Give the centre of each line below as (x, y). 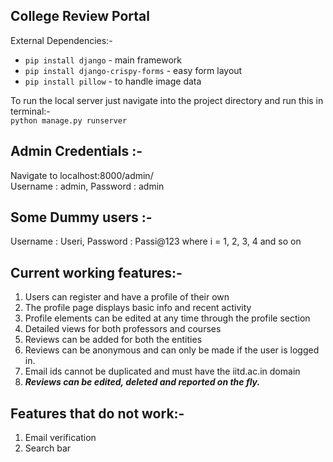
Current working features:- (96, 272)
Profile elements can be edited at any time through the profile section (167, 318)
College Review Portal (80, 16)
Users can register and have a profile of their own (127, 297)
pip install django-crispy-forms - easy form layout (133, 70)
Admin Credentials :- (76, 151)
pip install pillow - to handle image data (113, 81)
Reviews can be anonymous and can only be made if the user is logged (172, 350)
